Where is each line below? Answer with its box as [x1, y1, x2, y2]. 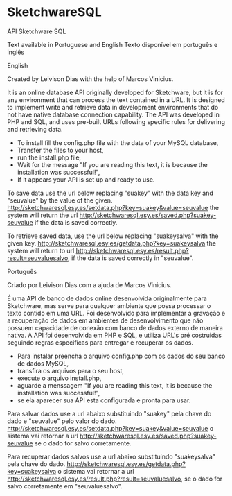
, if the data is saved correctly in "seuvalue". [68, 254, 194, 262]
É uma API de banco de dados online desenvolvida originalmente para [7, 294, 208, 302]
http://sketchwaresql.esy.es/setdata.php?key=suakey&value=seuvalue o [7, 424, 214, 432]
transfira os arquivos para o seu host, [17, 366, 125, 375]
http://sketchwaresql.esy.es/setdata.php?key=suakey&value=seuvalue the [7, 203, 220, 212]
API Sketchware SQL [7, 27, 66, 35]
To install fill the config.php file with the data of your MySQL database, [17, 138, 219, 146]
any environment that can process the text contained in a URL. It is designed [7, 95, 225, 104]
